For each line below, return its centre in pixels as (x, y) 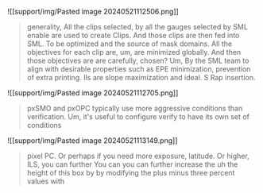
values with (46, 181)
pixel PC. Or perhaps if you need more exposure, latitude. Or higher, (138, 156)
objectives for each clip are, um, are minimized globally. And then (134, 52)
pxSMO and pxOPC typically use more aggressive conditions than (135, 108)
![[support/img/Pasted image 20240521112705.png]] (93, 93)
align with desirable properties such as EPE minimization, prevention (139, 69)
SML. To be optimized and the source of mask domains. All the (130, 44)
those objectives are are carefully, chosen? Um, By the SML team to (138, 60)
